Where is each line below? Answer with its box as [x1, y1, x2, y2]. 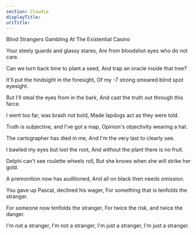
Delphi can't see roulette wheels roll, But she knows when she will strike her [6, 158, 191, 165]
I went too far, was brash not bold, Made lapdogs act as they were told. [6, 112, 179, 119]
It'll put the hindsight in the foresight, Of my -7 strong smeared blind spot [6, 76, 184, 83]
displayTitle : [6, 14, 41, 20]
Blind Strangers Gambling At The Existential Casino [6, 36, 130, 43]
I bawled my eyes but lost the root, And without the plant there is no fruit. [6, 146, 184, 154]
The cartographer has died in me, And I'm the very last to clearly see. [6, 135, 175, 142]
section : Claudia [6, 8, 49, 15]
